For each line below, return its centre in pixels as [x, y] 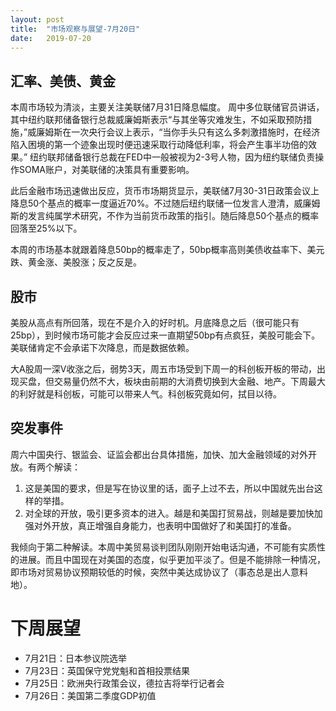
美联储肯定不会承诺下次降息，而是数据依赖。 [102, 347]
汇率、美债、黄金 [63, 81]
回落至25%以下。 [46, 228]
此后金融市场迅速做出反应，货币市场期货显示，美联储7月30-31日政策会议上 [165, 191]
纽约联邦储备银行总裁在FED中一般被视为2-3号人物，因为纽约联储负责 [172, 157]
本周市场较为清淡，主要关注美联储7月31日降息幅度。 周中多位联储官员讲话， [167, 107]
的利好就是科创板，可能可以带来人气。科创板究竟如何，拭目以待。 [146, 394]
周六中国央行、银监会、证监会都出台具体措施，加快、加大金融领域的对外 [159, 454]
